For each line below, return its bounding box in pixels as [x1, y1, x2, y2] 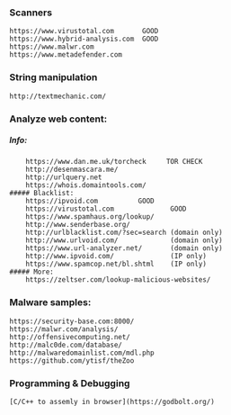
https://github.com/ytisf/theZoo [9, 356, 135, 365]
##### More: [9, 267, 54, 276]
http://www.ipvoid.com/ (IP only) [25, 252, 207, 261]
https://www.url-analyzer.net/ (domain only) [25, 244, 223, 253]
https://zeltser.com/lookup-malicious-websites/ [25, 275, 211, 284]
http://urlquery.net [25, 173, 102, 182]
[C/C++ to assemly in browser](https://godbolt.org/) [9, 398, 216, 407]
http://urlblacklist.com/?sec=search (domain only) [25, 228, 223, 238]
